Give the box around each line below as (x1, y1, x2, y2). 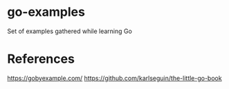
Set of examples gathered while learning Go (7, 27, 133, 35)
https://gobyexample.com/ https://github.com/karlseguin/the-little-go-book (7, 74, 223, 82)
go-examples (7, 4, 85, 20)
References (7, 51, 75, 67)
